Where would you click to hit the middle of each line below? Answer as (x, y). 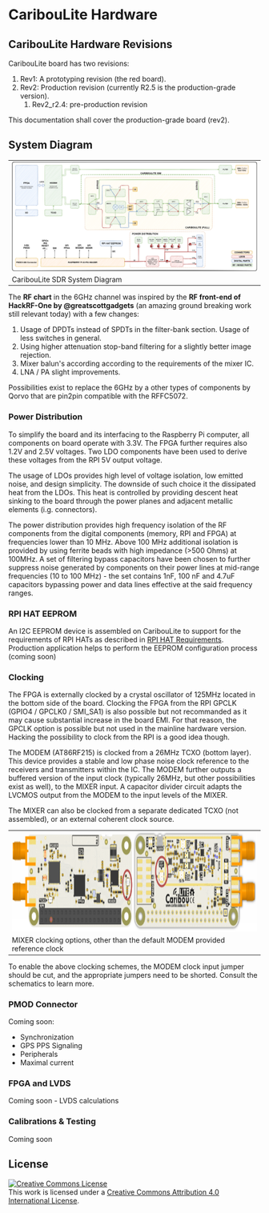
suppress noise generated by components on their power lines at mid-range (134, 567)
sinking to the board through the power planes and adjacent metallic (121, 501)
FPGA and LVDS (40, 1083)
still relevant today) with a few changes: (74, 314)
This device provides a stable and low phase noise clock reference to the (129, 761)
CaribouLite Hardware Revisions (90, 44)
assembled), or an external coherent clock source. (91, 819)
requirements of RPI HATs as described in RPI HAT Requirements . (116, 640)
